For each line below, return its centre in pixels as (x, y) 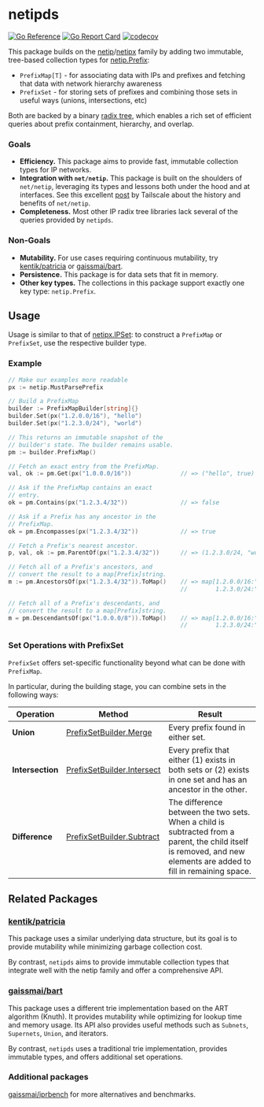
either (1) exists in (202, 760)
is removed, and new (207, 851)
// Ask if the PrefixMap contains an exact (81, 488)
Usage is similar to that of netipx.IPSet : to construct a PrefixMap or (115, 335)
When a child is (197, 822)
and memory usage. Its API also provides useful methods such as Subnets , (128, 1024)
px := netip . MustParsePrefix (56, 387)
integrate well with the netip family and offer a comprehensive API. (116, 971)
